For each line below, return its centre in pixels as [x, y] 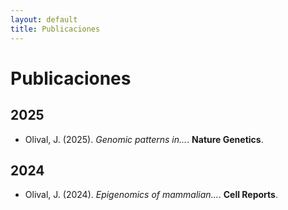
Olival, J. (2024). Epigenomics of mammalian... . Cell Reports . [151, 195]
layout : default [44, 19]
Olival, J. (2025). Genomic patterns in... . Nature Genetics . [144, 139]
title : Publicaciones [55, 29]
